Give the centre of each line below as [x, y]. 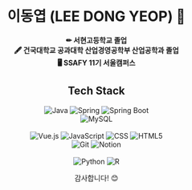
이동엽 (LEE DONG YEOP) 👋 [96, 16]
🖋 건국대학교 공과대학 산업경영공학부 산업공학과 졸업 [96, 50]
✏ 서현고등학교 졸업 [96, 40]
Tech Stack [96, 91]
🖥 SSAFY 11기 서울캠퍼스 [96, 63]
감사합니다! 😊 [96, 178]
